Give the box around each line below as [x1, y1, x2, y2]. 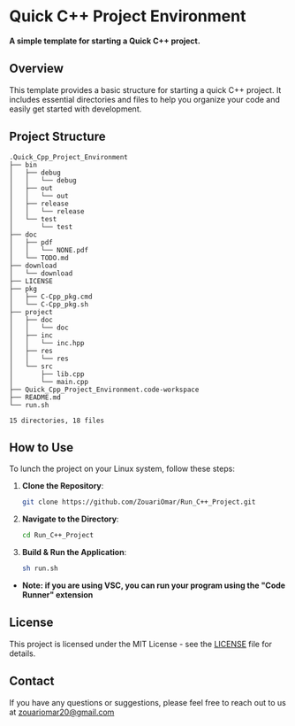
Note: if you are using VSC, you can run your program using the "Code [21, 580, 285, 591]
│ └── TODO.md [9, 253, 69, 262]
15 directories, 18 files [9, 416, 104, 425]
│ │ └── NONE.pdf [9, 245, 89, 254]
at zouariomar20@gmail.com [9, 707, 115, 717]
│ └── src [9, 361, 53, 371]
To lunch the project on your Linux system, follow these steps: [9, 463, 236, 475]
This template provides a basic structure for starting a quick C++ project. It [9, 84, 282, 95]
